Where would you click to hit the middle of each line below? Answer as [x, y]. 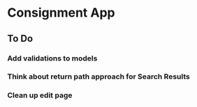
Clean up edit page [40, 95]
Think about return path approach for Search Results [98, 76]
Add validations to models [52, 58]
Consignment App [61, 13]
